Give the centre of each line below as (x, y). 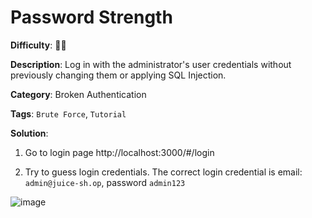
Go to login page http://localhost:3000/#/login (119, 152)
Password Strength (91, 17)
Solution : (29, 133)
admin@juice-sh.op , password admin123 (105, 182)
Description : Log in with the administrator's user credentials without (151, 64)
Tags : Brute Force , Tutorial (68, 113)
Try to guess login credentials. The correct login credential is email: (163, 172)
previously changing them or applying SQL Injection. (118, 75)
